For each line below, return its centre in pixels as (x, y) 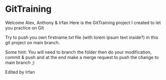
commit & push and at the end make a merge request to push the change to (82, 57)
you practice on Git (24, 27)
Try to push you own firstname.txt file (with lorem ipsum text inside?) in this (82, 37)
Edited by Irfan (20, 72)
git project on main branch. (33, 42)
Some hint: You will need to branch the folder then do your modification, (78, 52)
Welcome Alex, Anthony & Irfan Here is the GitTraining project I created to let (83, 23)
